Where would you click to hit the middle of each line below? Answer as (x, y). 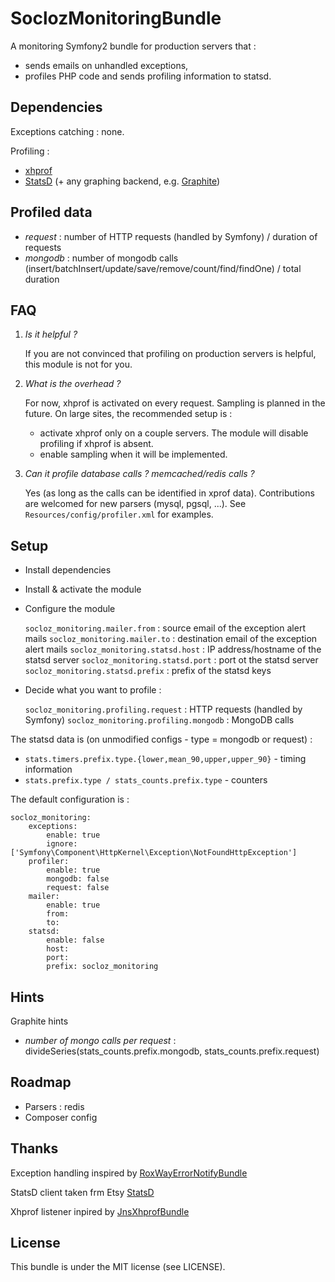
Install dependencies (68, 570)
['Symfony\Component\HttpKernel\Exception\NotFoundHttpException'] (154, 853)
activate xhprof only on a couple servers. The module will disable (174, 433)
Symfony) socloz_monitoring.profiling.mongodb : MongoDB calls (159, 720)
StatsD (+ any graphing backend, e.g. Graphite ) (122, 181)
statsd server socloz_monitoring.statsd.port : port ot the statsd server (171, 660)
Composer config (61, 1117)
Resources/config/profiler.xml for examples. (119, 514)
